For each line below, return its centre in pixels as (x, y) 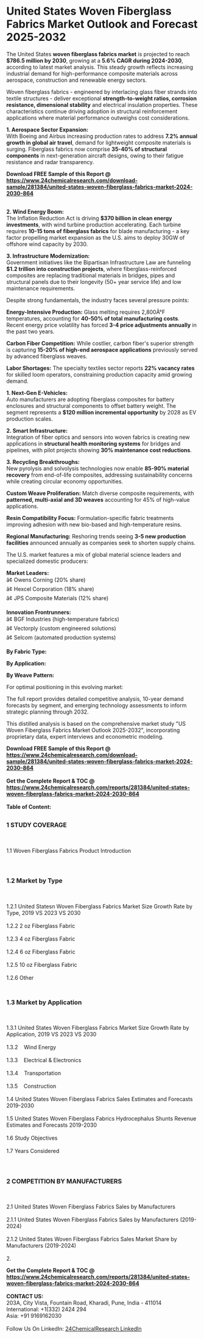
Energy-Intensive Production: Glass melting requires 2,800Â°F (86, 312)
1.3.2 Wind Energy (31, 1047)
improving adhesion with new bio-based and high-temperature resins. (94, 524)
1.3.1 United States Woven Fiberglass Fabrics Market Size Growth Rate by (98, 1028)
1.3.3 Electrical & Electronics (44, 1060)
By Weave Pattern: (30, 675)
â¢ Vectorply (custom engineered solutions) (62, 628)
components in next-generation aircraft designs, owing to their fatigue (95, 155)
